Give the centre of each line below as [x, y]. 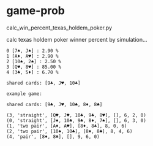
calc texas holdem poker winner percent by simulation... [77, 39]
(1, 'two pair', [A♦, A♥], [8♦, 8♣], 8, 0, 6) [67, 126]
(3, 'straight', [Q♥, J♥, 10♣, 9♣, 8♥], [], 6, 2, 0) [76, 115]
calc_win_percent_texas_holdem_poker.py [59, 28]
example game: [24, 94]
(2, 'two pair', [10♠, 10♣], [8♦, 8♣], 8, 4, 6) [69, 131]
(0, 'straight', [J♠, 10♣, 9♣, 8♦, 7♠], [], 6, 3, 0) [76, 120]
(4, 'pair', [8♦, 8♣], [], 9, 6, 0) [53, 136]
